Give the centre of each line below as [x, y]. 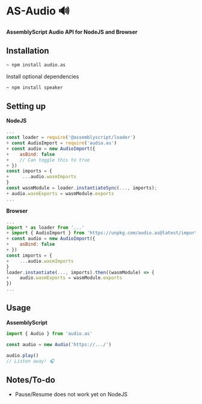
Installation [28, 51]
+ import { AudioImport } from [45, 233]
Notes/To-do [31, 380]
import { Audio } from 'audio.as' [50, 333]
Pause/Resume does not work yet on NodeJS [71, 394]
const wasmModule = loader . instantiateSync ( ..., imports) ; [82, 188]
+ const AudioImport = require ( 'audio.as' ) [62, 143]
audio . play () [23, 355]
